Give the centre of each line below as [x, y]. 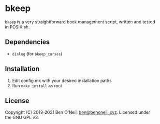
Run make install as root [37, 85]
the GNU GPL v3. [22, 117]
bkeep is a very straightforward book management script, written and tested [80, 22]
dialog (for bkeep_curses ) [37, 54]
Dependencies [27, 42]
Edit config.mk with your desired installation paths [62, 81]
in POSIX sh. [17, 27]
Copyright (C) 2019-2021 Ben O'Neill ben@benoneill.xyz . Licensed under [78, 112]
